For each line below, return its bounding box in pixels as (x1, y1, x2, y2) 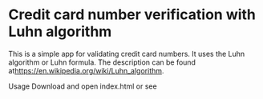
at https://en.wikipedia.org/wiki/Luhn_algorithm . (8, 65, 164, 75)
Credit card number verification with (8, 6, 257, 24)
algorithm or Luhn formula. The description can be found (8, 57, 196, 67)
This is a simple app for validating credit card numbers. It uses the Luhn (8, 49, 245, 58)
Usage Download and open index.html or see (8, 81, 158, 91)
